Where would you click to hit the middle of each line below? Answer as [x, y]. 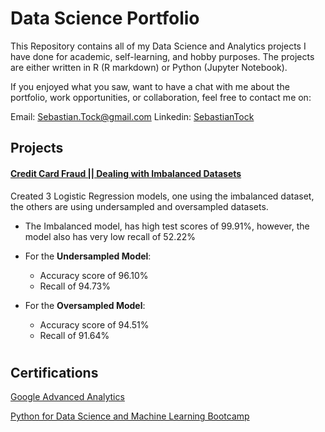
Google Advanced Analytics [67, 397]
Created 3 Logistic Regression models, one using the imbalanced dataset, [162, 196]
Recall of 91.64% [74, 335]
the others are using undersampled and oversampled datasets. [139, 206]
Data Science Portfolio [105, 18]
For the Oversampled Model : [85, 305]
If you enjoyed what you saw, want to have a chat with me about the [150, 86]
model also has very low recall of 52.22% [110, 236]
